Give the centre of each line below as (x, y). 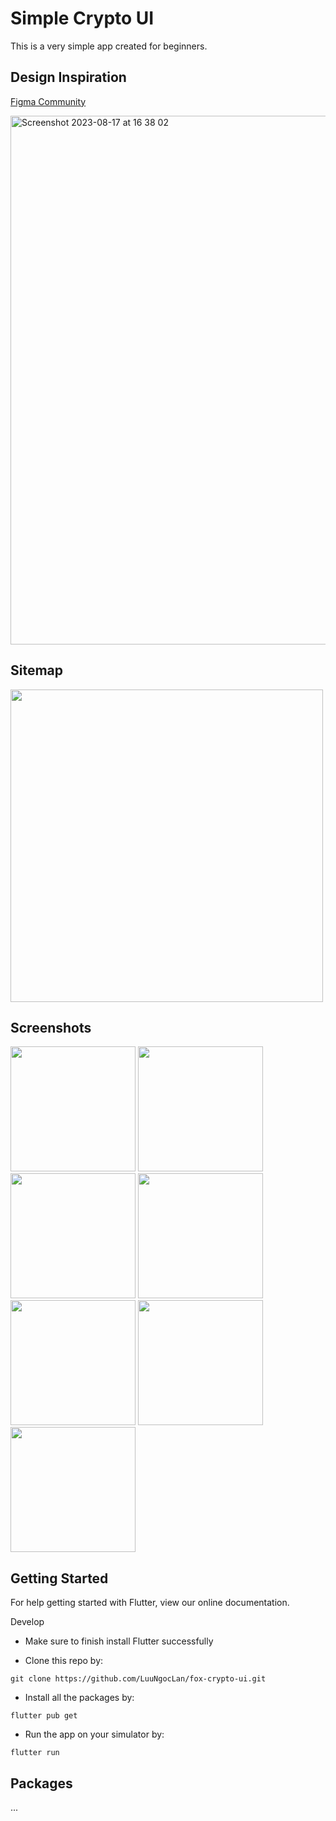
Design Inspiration (68, 77)
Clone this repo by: (64, 1661)
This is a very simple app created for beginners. (109, 46)
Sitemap (37, 670)
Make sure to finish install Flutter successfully (119, 1641)
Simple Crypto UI (82, 18)
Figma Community (48, 101)
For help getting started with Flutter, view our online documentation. (150, 1603)
